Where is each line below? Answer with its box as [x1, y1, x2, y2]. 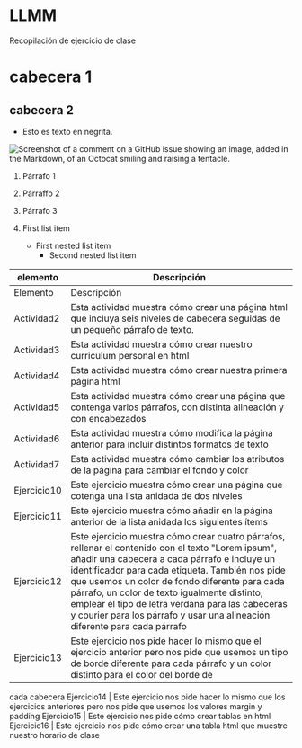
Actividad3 [13, 343, 60, 356]
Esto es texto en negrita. [22, 126, 113, 137]
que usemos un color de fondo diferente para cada [70, 574, 285, 587]
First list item [22, 222, 70, 234]
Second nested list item [49, 249, 137, 261]
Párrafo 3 [22, 205, 58, 216]
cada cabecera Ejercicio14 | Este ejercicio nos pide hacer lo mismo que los [9, 691, 286, 702]
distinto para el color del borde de [70, 668, 213, 681]
